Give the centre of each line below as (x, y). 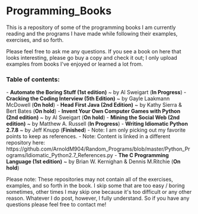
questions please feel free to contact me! (56, 205)
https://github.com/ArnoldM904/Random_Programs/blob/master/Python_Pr (98, 149)
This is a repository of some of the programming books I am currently (91, 27)
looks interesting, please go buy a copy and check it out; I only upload (92, 58)
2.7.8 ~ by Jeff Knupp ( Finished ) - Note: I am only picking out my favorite (96, 130)
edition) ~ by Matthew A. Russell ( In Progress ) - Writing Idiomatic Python (97, 124)
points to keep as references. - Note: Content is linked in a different (88, 136)
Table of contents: (33, 79)
